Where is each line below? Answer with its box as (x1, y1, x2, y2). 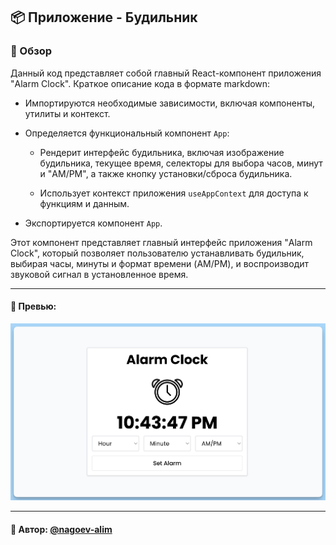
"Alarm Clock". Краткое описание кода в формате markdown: (10, 77, 271, 89)
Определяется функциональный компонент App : (24, 127, 230, 139)
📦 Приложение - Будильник (10, 9, 198, 26)
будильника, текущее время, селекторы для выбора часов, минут (39, 157, 323, 169)
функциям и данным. (39, 197, 130, 209)
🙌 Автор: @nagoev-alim (10, 523, 113, 535)
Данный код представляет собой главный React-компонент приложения (10, 67, 322, 79)
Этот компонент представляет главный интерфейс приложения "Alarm (10, 236, 313, 248)
